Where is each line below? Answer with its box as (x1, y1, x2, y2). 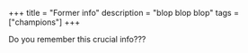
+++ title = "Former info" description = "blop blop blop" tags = (8, 8, 240, 18)
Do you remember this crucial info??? (8, 34, 146, 44)
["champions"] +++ (8, 17, 81, 27)
